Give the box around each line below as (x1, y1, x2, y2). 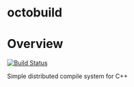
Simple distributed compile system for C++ (7, 72, 129, 80)
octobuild (7, 5, 63, 21)
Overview (7, 36, 64, 52)
